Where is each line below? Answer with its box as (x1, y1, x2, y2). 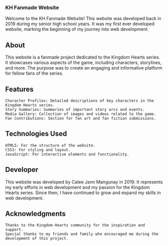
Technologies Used (5, 130, 67, 138)
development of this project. (5, 236, 69, 241)
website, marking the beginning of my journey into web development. (5, 26, 149, 32)
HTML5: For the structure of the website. (5, 143, 96, 148)
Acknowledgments (5, 209, 66, 218)
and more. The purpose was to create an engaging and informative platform (5, 65, 162, 71)
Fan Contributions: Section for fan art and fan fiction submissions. (5, 115, 156, 121)
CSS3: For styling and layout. (5, 147, 71, 152)
